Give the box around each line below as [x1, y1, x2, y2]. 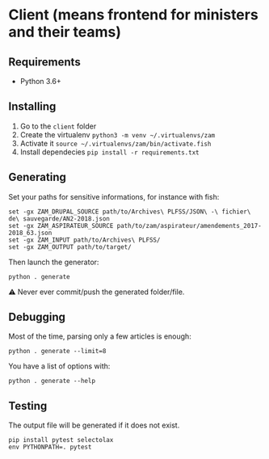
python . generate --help [8, 377, 95, 385]
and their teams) [8, 23, 122, 41]
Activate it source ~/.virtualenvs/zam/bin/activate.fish [19, 138, 212, 148]
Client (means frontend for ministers [8, 6, 258, 24]
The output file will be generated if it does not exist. [8, 420, 180, 430]
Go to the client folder [19, 121, 97, 131]
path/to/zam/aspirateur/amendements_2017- [116, 221, 263, 229]
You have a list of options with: [8, 361, 111, 371]
